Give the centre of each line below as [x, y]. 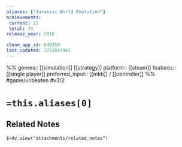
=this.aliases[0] [49, 103]
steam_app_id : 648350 [33, 45]
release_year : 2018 [31, 34]
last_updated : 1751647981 [38, 51]
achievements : [24, 17]
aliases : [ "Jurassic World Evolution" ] [56, 12]
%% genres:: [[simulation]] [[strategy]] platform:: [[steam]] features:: [91, 67]
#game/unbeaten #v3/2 [35, 80]
